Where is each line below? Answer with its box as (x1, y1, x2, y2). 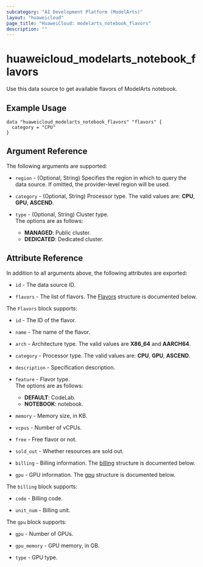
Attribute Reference (6, 253, 84, 264)
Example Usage (6, 103, 67, 113)
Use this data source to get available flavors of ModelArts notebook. (6, 85, 178, 93)
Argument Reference (6, 146, 88, 157)
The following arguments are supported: (6, 162, 108, 169)
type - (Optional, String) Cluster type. (15, 211, 109, 218)
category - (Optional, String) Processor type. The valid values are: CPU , (15, 192, 195, 200)
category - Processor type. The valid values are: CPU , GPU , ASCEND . (15, 351, 191, 359)
